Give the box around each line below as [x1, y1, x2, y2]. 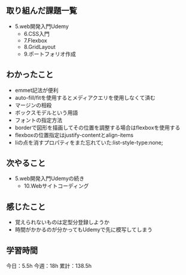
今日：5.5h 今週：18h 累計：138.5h [6, 262, 92, 270]
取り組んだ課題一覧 [6, 5, 77, 16]
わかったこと [6, 69, 54, 80]
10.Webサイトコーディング [23, 182, 89, 190]
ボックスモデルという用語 [14, 109, 78, 116]
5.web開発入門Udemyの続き [14, 175, 85, 182]
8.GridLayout [23, 43, 56, 50]
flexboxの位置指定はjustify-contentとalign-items [14, 131, 133, 139]
